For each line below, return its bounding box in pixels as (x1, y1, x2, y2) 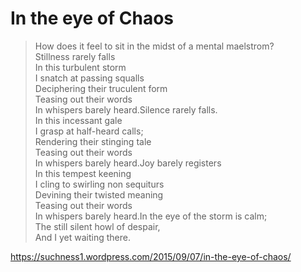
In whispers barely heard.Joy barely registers (34, 157, 222, 169)
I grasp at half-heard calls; (34, 125, 144, 137)
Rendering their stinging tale (34, 135, 152, 147)
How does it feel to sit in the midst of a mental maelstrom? (34, 40, 275, 52)
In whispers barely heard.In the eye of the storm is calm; (34, 210, 268, 222)
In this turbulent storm (34, 61, 127, 73)
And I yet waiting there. (34, 231, 131, 243)
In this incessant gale (34, 114, 123, 126)
